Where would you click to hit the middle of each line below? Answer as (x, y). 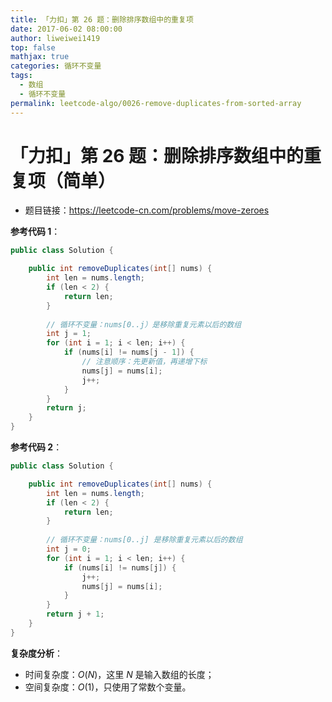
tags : (21, 76)
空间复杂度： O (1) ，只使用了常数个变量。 (108, 687)
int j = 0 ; (69, 549)
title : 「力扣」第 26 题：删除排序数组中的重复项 (102, 19)
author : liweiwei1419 (55, 38)
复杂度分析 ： (36, 653)
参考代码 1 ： (35, 232)
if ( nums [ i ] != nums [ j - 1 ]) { (129, 352)
